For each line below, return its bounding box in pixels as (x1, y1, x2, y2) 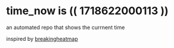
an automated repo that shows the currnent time (6, 24, 125, 31)
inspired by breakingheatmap (6, 35, 79, 42)
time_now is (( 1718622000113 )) (6, 4, 169, 18)
